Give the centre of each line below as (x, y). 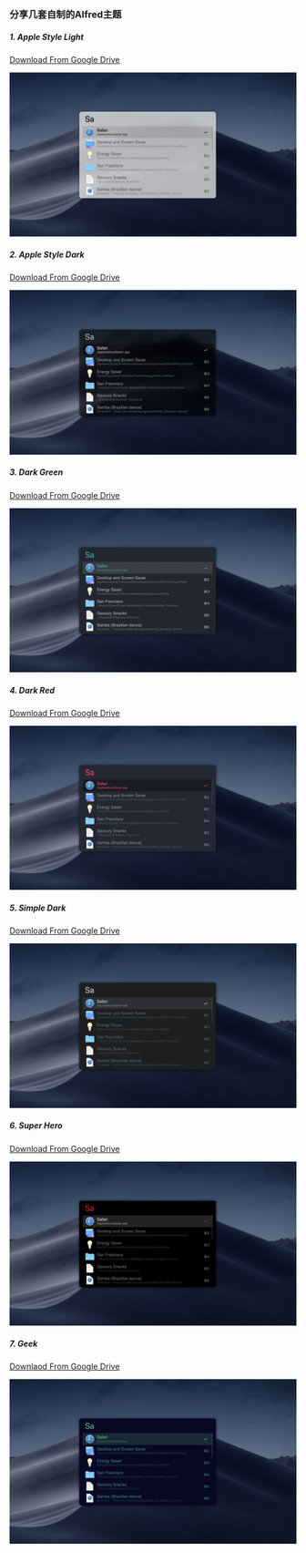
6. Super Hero (36, 1126)
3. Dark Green (36, 472)
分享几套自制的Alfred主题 (66, 14)
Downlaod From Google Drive (65, 1367)
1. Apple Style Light (46, 36)
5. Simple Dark (38, 908)
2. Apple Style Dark (47, 254)
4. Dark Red (32, 690)
